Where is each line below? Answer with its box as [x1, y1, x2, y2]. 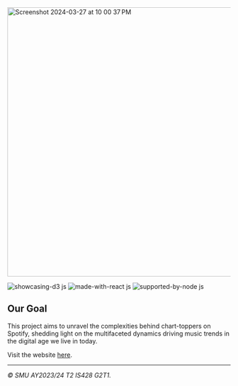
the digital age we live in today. [7, 336, 98, 345]
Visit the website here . [7, 351, 73, 359]
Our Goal [7, 303, 47, 315]
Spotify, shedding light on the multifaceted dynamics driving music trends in [7, 329, 230, 338]
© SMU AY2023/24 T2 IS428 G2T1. [7, 370, 111, 379]
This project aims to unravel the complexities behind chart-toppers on [7, 321, 211, 330]
